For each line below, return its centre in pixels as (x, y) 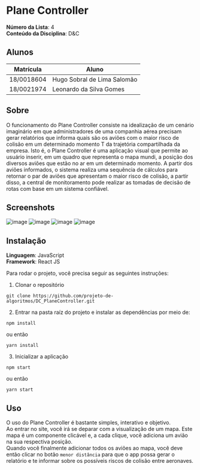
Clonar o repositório (40, 285)
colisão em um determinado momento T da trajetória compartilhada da (93, 144)
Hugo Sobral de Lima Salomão (95, 79)
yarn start (20, 390)
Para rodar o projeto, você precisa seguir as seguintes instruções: (87, 273)
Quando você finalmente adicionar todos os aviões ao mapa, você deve (95, 448)
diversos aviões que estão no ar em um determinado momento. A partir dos (99, 163)
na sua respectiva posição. (40, 441)
